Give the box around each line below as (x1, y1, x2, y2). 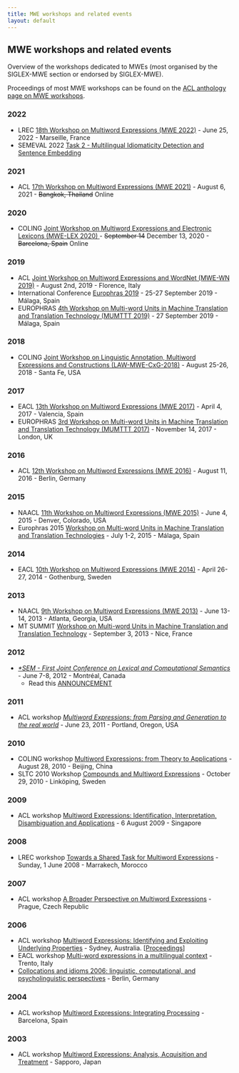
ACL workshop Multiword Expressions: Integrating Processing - (17, 1008, 205, 1017)
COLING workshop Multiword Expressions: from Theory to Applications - (17, 754, 233, 763)
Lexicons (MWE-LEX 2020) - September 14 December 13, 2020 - (17, 231, 209, 240)
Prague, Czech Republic (17, 902, 89, 911)
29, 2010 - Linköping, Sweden (17, 777, 106, 786)
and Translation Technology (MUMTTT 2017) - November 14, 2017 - (17, 425, 218, 434)
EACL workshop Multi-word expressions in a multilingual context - (17, 952, 213, 960)
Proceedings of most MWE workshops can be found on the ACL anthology (7, 84, 227, 93)
